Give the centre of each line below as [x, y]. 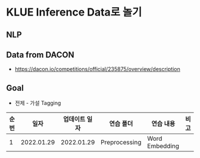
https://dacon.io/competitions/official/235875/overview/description [97, 69]
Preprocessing [121, 142]
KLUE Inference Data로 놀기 [74, 12]
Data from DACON [40, 55]
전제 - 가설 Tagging [38, 103]
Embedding [163, 146]
